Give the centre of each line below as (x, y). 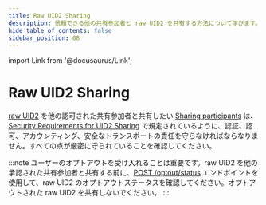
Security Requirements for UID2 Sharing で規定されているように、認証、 (127, 126)
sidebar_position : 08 (44, 38)
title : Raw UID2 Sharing (49, 16)
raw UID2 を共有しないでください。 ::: (107, 193)
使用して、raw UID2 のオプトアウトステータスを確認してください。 (118, 183)
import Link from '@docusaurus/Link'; (70, 61)
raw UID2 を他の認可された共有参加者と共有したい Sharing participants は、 (133, 116)
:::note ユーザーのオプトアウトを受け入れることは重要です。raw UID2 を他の (133, 163)
